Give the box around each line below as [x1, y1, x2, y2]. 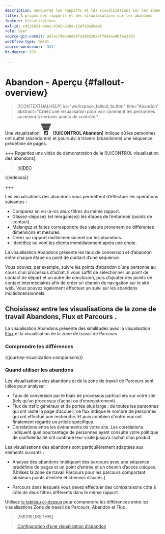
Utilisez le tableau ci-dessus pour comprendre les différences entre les [5, 498, 149, 505]
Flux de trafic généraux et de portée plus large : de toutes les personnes [12, 403, 159, 409]
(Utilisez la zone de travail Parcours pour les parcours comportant [12, 469, 146, 475]
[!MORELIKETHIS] [17, 513, 54, 520]
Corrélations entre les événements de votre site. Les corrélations [12, 424, 143, 430]
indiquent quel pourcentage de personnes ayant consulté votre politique [12, 429, 159, 435]
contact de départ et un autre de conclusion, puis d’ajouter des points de [5, 275, 153, 281]
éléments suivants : [5, 449, 44, 455]
